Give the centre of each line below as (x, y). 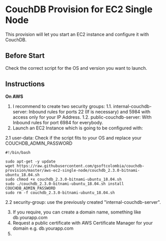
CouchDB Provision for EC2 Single (79, 9)
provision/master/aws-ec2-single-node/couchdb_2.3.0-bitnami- (73, 170)
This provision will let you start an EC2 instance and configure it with (77, 34)
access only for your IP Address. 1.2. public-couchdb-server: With (82, 117)
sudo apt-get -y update (31, 162)
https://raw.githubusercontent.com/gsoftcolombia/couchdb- (80, 166)
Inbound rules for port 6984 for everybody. (58, 122)
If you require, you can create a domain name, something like (77, 212)
